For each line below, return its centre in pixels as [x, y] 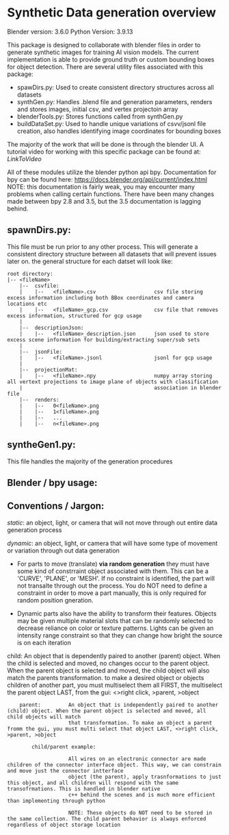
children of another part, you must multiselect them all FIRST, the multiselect [115, 685]
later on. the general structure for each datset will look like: [90, 261]
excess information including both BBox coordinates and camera [100, 298]
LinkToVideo [25, 158]
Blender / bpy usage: [52, 482]
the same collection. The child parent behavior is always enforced [107, 819]
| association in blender [121, 388]
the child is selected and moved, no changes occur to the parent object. [108, 663]
